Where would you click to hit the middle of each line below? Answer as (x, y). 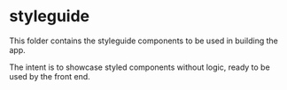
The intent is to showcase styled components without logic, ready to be (140, 67)
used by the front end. (50, 76)
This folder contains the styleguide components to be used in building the (144, 41)
